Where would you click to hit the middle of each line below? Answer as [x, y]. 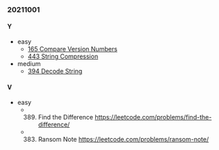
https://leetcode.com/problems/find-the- [153, 117]
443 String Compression [63, 56]
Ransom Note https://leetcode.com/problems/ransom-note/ [123, 140]
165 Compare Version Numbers [73, 49]
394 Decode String [55, 72]
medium [29, 64]
